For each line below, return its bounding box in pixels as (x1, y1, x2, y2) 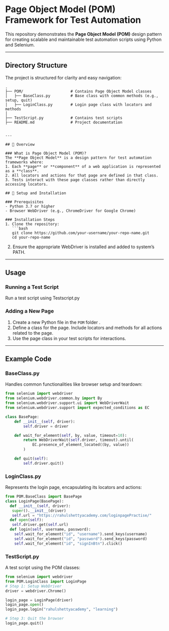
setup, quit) (5, 98, 33, 103)
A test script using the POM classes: (5, 565, 80, 571)
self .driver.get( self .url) (12, 522, 69, 527)
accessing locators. (5, 182, 49, 187)
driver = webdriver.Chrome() (5, 588, 66, 594)
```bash (12, 226, 28, 231)
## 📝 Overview (5, 142, 35, 147)
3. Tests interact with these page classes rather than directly (5, 177, 145, 183)
